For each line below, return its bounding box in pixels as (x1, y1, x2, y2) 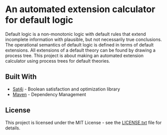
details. (5, 125, 21, 131)
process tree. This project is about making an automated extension (5, 52, 144, 59)
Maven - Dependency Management (12, 91, 87, 97)
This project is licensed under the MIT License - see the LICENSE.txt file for (5, 119, 162, 125)
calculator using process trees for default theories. (5, 58, 111, 64)
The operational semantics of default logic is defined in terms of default (5, 41, 154, 48)
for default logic (5, 14, 73, 26)
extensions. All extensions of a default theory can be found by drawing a (5, 47, 156, 53)
